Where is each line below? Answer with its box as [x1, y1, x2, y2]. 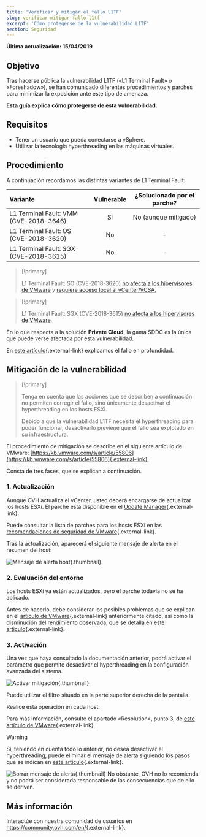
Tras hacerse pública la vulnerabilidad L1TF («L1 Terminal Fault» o [6, 77, 172, 85]
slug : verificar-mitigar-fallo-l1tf [6, 15, 100, 21]
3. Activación [6, 641, 47, 649]
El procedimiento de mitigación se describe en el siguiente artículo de [6, 442, 183, 449]
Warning [6, 733, 28, 741]
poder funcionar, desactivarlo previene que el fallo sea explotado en [21, 424, 194, 431]
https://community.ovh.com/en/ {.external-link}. [6, 824, 126, 831]
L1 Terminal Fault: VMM [9, 209, 78, 218]
